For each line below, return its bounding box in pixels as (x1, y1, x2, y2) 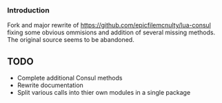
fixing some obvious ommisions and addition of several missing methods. (7, 28, 216, 36)
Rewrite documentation (17, 81, 84, 89)
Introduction (7, 5, 50, 15)
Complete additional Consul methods (17, 74, 123, 82)
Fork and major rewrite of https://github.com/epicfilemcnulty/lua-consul (7, 21, 212, 30)
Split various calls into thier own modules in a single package (17, 89, 191, 97)
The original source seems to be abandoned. (7, 36, 134, 44)
